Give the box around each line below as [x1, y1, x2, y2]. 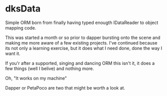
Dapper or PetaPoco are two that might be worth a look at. [5, 84, 125, 90]
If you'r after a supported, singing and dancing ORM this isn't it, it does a [5, 60, 155, 66]
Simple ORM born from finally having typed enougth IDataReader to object [5, 19, 158, 25]
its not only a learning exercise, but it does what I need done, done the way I [5, 45, 162, 51]
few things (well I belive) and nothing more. [5, 65, 94, 71]
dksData [5, 3, 41, 14]
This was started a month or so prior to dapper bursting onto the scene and [5, 34, 161, 40]
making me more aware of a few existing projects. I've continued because [5, 39, 157, 45]
